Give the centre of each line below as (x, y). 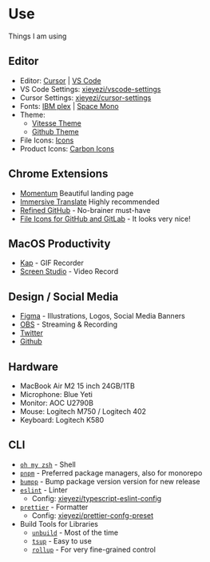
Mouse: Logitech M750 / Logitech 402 (83, 411)
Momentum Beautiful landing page (77, 193)
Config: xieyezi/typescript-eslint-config (97, 498)
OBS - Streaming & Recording (69, 324)
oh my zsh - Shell (48, 464)
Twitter (32, 333)
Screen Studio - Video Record (69, 271)
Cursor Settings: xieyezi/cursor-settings (85, 98)
